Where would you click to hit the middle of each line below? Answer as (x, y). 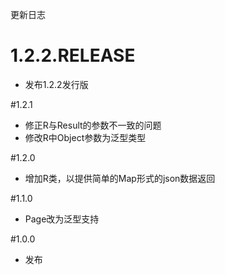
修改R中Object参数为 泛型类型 (85, 137)
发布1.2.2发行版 (56, 84)
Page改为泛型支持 (62, 219)
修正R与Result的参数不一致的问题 (93, 125)
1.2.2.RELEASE (73, 55)
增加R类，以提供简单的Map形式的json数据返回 (120, 178)
